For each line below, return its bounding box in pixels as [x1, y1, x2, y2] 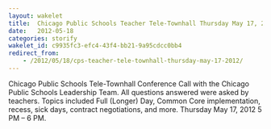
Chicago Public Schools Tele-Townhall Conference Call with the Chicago [8, 78, 250, 89]
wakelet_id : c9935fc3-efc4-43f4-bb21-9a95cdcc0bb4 [8, 42, 182, 50]
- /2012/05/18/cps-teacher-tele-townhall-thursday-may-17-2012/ [23, 57, 244, 65]
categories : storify [8, 34, 78, 43]
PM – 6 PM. [8, 113, 47, 123]
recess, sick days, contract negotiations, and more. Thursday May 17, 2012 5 [8, 104, 262, 114]
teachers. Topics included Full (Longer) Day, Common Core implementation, [8, 96, 261, 106]
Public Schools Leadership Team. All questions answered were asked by [8, 87, 249, 97]
